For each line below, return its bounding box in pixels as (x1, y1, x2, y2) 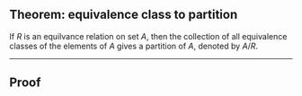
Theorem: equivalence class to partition (9, 7, 238, 22)
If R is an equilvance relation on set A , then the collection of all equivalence (9, 31, 288, 41)
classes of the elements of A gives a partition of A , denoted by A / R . (9, 40, 259, 51)
